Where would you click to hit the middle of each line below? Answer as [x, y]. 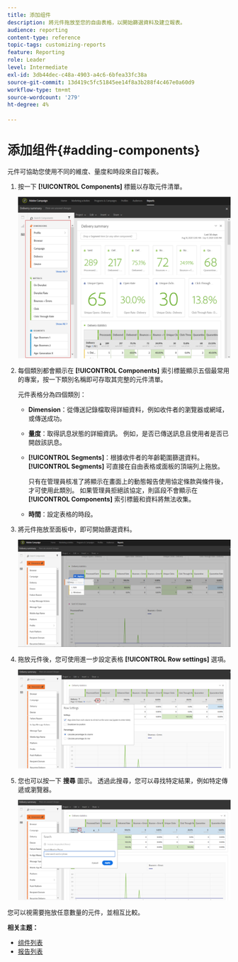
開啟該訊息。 [47, 443]
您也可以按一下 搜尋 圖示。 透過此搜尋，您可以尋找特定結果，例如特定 [119, 781]
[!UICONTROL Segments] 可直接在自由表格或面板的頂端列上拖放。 [126, 466]
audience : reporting [38, 30]
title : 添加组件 [29, 15]
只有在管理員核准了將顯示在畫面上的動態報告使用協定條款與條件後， [127, 482]
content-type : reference [44, 38]
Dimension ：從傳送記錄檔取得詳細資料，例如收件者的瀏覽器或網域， [128, 410]
